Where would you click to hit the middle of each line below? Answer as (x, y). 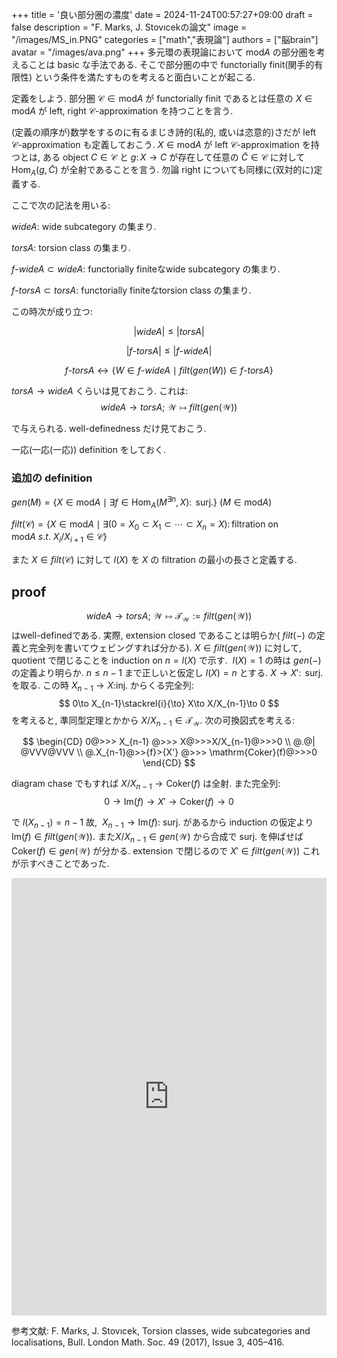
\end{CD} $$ (169, 763)
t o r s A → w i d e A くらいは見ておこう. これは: (100, 390)
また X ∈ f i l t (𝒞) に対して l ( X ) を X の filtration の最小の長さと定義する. (154, 560)
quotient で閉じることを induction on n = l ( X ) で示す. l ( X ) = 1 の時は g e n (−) (166, 660)
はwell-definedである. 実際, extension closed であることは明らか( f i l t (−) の (164, 635)
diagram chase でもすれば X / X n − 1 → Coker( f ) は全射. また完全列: (146, 785)
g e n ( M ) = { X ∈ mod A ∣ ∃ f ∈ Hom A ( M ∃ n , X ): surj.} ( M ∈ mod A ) (142, 502)
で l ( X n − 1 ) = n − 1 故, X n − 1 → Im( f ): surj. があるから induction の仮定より (162, 823)
